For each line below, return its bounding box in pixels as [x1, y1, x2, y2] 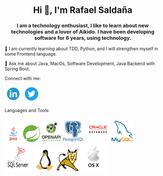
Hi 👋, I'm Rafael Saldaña [33, 4, 133, 16]
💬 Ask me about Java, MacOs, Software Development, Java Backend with [4, 60, 155, 66]
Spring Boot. [4, 66, 30, 72]
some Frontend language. [4, 51, 57, 57]
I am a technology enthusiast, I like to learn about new [16, 22, 149, 29]
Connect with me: [4, 75, 41, 81]
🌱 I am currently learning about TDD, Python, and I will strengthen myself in [4, 46, 159, 52]
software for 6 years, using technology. [34, 35, 132, 42]
